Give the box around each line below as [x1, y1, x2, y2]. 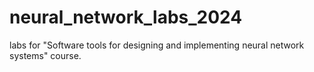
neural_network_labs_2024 [9, 6, 243, 29]
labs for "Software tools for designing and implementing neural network [9, 39, 305, 51]
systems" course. [9, 49, 82, 61]
